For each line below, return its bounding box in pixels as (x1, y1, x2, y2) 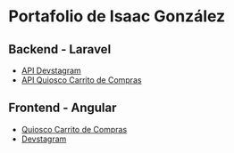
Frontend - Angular (8, 101, 117, 116)
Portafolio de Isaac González (8, 6, 226, 27)
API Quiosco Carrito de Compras (21, 75, 142, 85)
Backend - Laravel (8, 42, 112, 57)
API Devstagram (21, 65, 81, 76)
